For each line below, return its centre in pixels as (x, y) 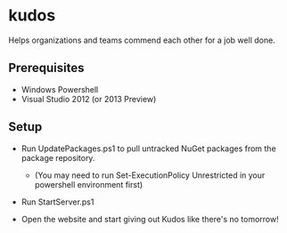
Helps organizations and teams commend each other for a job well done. (142, 40)
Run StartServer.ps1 (57, 202)
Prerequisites (46, 68)
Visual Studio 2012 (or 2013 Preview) (89, 99)
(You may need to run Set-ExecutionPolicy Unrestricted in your (150, 175)
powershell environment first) (89, 184)
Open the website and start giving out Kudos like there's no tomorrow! (150, 219)
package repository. (58, 157)
